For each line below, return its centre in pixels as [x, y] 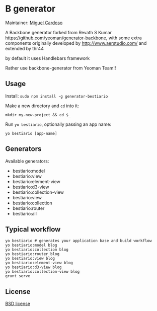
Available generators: [27, 161]
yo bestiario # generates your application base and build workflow [78, 241]
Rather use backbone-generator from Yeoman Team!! [61, 68]
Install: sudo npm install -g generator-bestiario [57, 96]
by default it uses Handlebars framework [48, 58]
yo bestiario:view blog [30, 259]
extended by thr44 [25, 48]
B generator [30, 9]
